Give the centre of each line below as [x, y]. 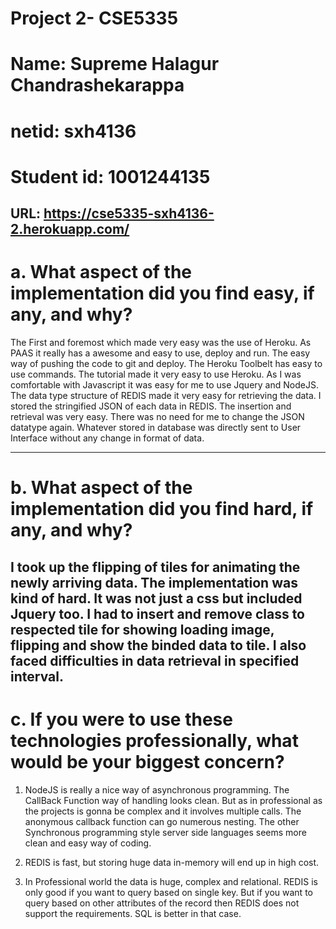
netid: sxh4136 [73, 131]
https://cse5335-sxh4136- [129, 213]
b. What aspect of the [101, 488]
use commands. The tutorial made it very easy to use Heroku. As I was [156, 374]
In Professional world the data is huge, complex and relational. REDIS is [171, 881]
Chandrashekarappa [97, 85]
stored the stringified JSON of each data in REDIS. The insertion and [151, 406]
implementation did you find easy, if [162, 293]
